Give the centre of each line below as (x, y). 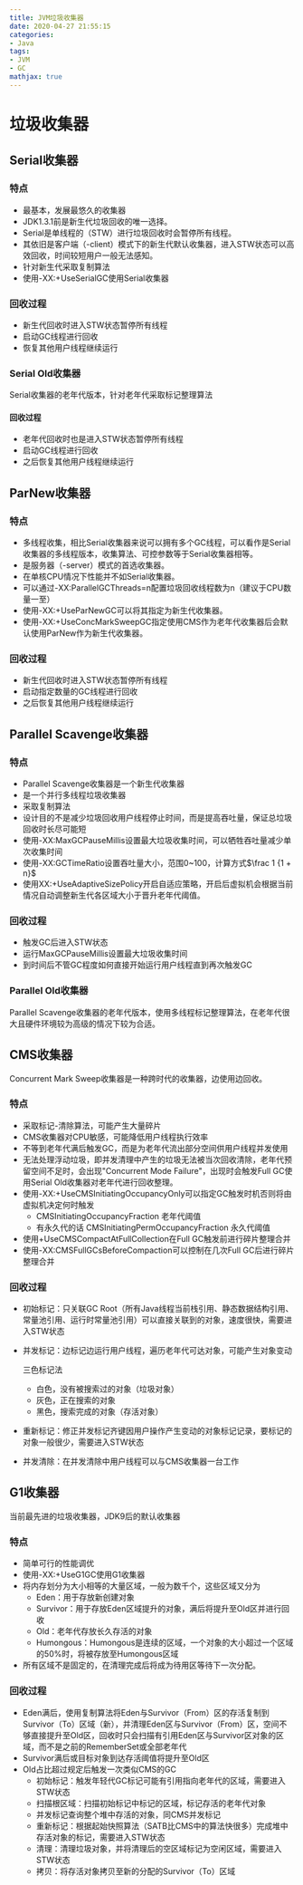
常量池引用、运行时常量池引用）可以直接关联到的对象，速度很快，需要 (153, 1320)
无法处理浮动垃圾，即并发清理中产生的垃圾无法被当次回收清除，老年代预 (157, 1159)
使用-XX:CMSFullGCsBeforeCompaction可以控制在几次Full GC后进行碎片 (158, 1250)
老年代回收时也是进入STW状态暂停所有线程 (103, 439)
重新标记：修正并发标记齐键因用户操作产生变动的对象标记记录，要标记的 (157, 1431)
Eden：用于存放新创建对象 (85, 1597)
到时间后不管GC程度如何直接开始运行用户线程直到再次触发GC (137, 965)
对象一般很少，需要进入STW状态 (83, 1442)
